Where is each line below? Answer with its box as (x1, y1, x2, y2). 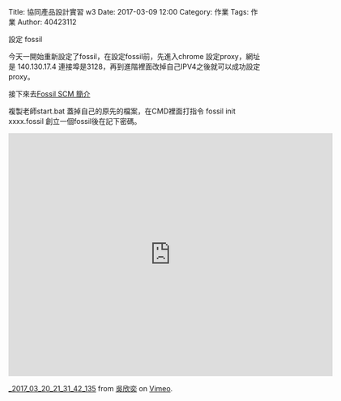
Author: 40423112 (17, 17, 77, 27)
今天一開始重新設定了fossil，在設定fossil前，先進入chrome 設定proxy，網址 (8, 52, 261, 61)
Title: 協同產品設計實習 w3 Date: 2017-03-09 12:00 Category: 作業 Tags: (8, 7, 249, 16)
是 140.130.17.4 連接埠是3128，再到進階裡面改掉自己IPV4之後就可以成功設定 (8, 62, 261, 71)
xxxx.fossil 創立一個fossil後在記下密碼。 (8, 117, 142, 126)
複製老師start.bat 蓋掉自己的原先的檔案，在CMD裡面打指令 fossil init (8, 106, 237, 116)
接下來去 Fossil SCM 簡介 (8, 89, 91, 99)
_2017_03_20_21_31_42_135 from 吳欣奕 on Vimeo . (8, 384, 173, 393)
